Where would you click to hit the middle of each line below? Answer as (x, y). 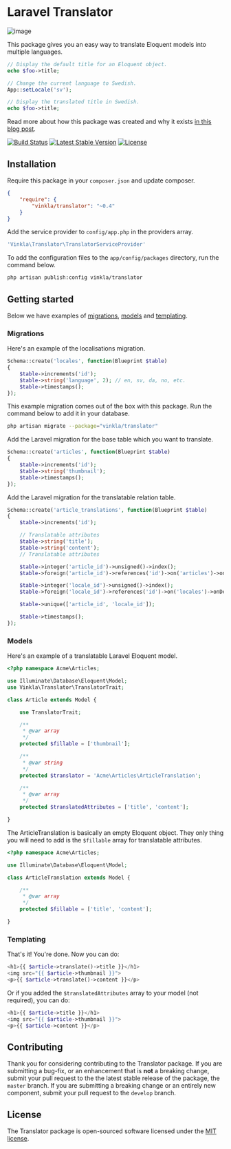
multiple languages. (35, 52)
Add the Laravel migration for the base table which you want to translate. (110, 439)
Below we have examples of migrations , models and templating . (97, 315)
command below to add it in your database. (69, 413)
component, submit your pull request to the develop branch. (92, 1093)
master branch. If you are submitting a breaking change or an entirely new (112, 1086)
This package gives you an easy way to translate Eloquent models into (107, 44)
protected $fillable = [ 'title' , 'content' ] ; (86, 909)
